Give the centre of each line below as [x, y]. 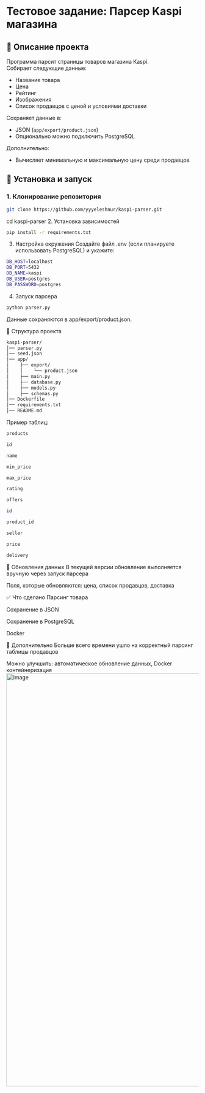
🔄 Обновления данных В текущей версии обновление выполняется [94, 567]
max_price [19, 478]
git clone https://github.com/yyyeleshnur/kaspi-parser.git [85, 210]
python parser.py [28, 308]
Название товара [38, 80]
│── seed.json [24, 354]
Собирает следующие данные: [47, 68]
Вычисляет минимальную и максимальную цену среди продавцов [103, 160]
